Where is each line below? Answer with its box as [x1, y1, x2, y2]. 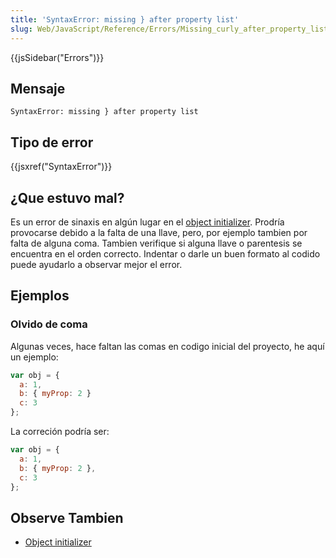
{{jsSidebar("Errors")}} [10, 51, 105, 63]
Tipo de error [10, 134, 94, 151]
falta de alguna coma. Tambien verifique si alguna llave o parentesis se [10, 237, 303, 249]
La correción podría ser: [10, 426, 110, 437]
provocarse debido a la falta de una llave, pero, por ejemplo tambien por [10, 226, 308, 238]
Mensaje [10, 80, 66, 97]
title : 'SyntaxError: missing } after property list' [10, 14, 240, 25]
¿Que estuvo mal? [10, 189, 125, 206]
